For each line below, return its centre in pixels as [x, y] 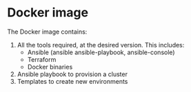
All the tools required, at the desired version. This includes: [101, 45]
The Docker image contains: [47, 32]
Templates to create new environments [72, 81]
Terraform [42, 59]
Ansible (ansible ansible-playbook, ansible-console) [101, 52]
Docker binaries [50, 67]
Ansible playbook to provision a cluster [72, 74]
